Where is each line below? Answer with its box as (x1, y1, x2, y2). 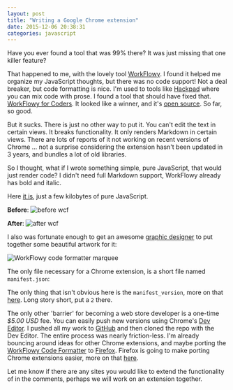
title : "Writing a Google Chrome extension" (7, 17, 139, 24)
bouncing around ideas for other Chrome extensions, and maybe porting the (7, 339, 227, 347)
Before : (7, 205, 29, 214)
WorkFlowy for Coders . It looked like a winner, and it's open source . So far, (7, 99, 223, 108)
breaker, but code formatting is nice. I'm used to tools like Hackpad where (7, 85, 220, 93)
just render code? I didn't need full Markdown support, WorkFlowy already (7, 171, 221, 180)
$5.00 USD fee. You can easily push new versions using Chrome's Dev (7, 317, 211, 325)
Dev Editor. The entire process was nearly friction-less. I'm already (7, 331, 200, 340)
